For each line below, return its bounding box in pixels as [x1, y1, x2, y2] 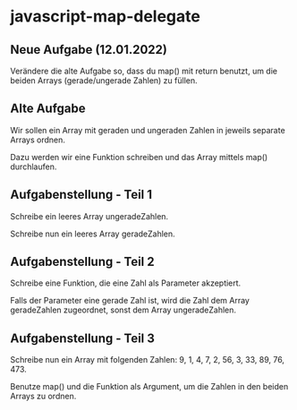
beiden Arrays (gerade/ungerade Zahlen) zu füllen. [10, 75, 198, 86]
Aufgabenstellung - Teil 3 [10, 330, 156, 346]
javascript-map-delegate [10, 6, 200, 27]
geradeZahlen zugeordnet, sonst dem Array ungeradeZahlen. [10, 304, 236, 315]
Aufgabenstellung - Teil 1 [10, 187, 153, 202]
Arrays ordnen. [10, 134, 66, 145]
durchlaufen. [10, 161, 57, 172]
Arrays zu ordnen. [10, 391, 77, 402]
